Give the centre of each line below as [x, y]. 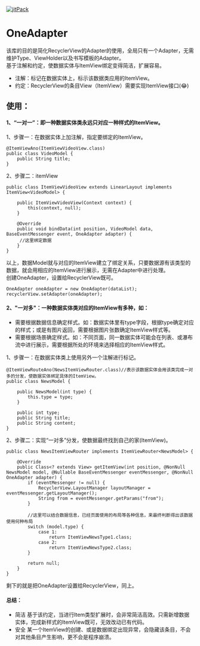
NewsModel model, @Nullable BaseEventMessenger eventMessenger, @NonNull [100, 472]
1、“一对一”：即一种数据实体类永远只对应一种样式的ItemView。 [85, 122]
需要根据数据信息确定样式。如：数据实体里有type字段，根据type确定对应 [104, 322]
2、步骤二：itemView [32, 175]
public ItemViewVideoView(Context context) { [75, 203]
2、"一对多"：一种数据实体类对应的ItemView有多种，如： [78, 308]
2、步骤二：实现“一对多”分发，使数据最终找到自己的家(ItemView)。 [89, 440]
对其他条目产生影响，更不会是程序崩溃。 [64, 637]
